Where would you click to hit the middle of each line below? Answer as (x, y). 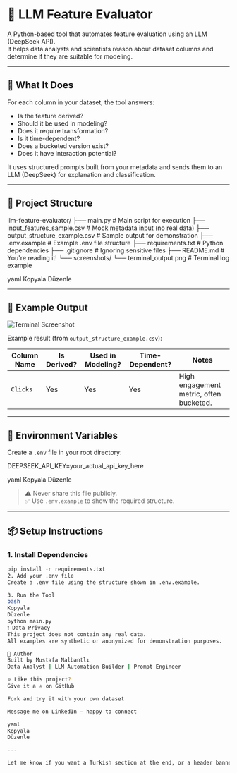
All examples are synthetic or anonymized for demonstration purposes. (115, 641)
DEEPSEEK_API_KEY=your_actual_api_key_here (75, 466)
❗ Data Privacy (29, 628)
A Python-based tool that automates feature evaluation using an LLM (108, 34)
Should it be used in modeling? (62, 123)
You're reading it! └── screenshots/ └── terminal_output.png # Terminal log (119, 257)
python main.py (30, 621)
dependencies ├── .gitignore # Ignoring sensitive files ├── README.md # (116, 250)
